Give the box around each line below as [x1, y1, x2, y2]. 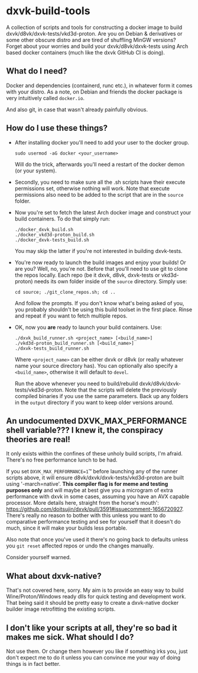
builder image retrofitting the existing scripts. [6, 605, 116, 613]
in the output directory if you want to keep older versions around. [14, 399, 174, 406]
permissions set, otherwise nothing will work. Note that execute [14, 185, 170, 192]
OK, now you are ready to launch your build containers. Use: [14, 323, 163, 331]
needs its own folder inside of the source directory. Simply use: [34, 277, 187, 285]
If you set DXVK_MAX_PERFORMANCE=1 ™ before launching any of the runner [6, 468, 178, 475]
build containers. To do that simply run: [14, 215, 111, 222]
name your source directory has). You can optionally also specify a [14, 362, 178, 369]
